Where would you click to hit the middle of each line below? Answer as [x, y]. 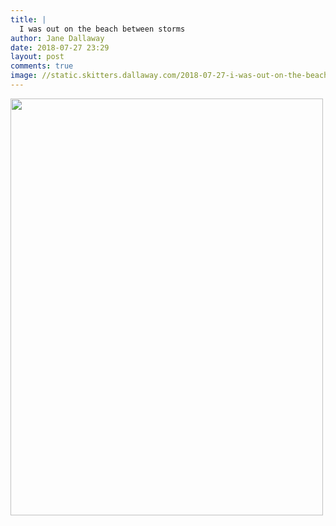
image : [24, 76]
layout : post [37, 57]
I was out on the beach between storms [102, 29]
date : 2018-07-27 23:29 [60, 47]
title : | [28, 19]
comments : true [42, 66]
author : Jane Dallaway [57, 38]
